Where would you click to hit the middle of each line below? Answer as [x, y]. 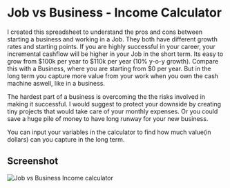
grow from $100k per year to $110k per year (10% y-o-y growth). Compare [113, 61]
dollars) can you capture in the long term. [66, 139]
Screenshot [33, 161]
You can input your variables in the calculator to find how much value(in [109, 132]
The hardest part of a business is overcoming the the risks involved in [106, 96]
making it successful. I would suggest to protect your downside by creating [114, 104]
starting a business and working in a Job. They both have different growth [112, 39]
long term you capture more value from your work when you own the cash [113, 76]
